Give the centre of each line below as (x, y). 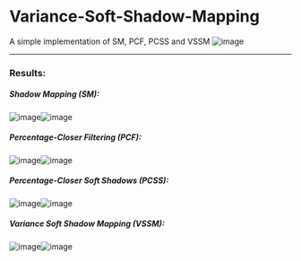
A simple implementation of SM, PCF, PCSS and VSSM (110, 41)
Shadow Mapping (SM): (55, 94)
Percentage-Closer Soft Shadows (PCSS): (89, 180)
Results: (28, 73)
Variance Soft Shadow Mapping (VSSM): (87, 224)
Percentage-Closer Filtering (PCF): (75, 137)
